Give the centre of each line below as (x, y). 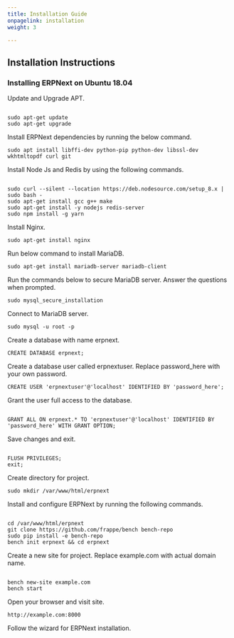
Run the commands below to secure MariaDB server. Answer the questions (117, 280)
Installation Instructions (62, 62)
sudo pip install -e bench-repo (55, 536)
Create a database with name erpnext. (63, 340)
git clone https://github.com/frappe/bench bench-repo (90, 530)
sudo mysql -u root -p (41, 327)
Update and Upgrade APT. (46, 98)
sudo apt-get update (38, 118)
